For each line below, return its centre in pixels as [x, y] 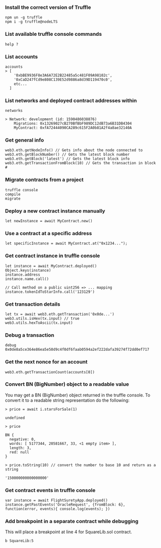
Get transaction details [33, 304]
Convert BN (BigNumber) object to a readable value [67, 384]
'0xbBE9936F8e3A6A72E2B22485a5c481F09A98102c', [63, 75]
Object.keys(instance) [28, 270]
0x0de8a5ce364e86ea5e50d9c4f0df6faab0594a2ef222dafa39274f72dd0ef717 [77, 350]
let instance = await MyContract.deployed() [51, 266]
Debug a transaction [30, 335]
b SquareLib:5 [20, 541]
